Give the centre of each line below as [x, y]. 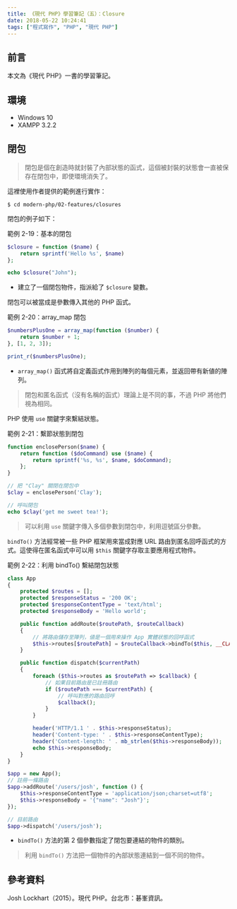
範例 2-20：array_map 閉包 [47, 317]
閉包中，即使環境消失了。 [74, 176]
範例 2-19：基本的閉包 [39, 233]
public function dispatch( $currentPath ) [80, 663]
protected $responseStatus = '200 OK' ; [79, 598]
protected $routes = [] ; [56, 592]
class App [22, 578]
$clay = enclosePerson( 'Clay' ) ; [55, 493]
